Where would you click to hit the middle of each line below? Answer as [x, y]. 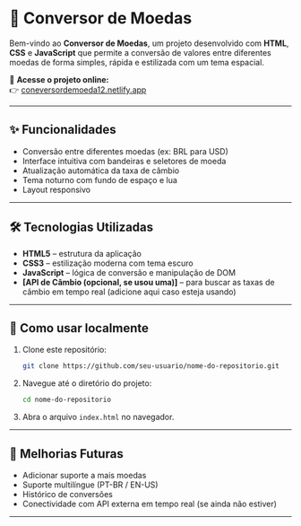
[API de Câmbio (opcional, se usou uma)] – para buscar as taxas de [148, 282]
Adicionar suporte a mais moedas [84, 475]
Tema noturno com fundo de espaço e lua [99, 180]
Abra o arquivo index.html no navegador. [98, 417]
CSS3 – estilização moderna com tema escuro [108, 263]
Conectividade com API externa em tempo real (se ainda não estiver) [150, 504]
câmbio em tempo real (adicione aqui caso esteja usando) [129, 292]
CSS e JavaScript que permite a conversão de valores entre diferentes [140, 52]
